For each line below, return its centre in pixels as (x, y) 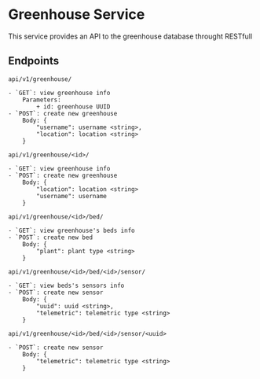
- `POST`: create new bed (50, 237)
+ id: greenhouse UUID (73, 107)
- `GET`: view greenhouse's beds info (71, 230)
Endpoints (34, 61)
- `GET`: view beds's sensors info (66, 285)
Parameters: (42, 100)
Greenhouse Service (77, 15)
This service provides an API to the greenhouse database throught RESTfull (130, 36)
